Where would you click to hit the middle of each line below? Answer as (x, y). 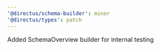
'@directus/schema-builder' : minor (59, 13)
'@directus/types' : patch (44, 20)
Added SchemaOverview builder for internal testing (80, 39)
